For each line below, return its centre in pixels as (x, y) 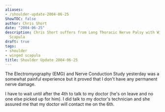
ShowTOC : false (21, 19)
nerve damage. (20, 84)
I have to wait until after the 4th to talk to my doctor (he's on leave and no (79, 94)
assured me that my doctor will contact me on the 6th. (60, 104)
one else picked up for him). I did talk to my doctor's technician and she (78, 99)
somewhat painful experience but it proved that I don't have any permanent (81, 79)
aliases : (14, 10)
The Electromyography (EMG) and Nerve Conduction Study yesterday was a (82, 74)
